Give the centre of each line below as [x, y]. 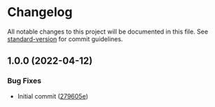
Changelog [40, 12]
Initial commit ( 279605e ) [53, 96]
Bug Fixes [25, 81]
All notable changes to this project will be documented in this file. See [108, 31]
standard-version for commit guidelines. [65, 38]
